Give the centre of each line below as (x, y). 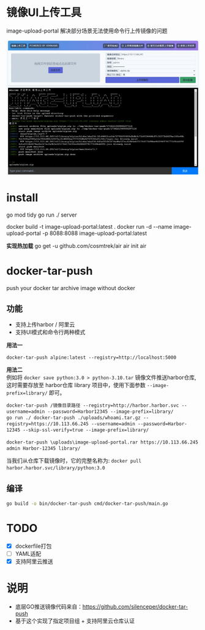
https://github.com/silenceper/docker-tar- (135, 607)
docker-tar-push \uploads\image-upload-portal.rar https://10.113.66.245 (102, 442)
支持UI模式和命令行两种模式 (50, 332)
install (22, 198)
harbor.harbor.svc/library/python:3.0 (56, 468)
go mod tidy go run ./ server (42, 215)
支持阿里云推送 (34, 561)
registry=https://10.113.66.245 (47, 424)
